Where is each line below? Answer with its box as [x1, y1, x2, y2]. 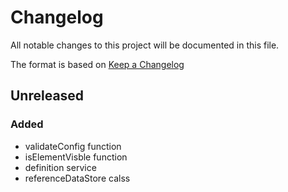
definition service [24, 161, 97, 173]
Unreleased [10, 87, 85, 105]
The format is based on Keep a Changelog [10, 58, 185, 70]
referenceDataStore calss [24, 172, 131, 184]
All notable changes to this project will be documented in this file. [10, 39, 280, 51]
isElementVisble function [24, 151, 128, 163]
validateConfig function [24, 140, 122, 152]
